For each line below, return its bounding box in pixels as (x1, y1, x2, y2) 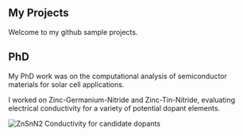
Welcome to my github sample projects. (8, 27, 138, 36)
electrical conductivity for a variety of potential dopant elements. (8, 103, 221, 113)
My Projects (8, 6, 69, 20)
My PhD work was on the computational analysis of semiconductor (8, 71, 228, 81)
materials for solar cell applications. (8, 79, 125, 89)
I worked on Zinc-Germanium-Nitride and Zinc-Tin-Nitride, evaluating (8, 95, 236, 104)
